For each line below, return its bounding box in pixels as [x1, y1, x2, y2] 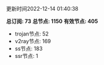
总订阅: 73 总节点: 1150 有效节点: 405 [6, 18, 98, 25]
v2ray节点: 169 [14, 38, 52, 44]
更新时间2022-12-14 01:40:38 [6, 5, 79, 12]
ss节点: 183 [14, 45, 43, 52]
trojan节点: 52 [14, 30, 49, 37]
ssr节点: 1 [14, 53, 39, 59]
